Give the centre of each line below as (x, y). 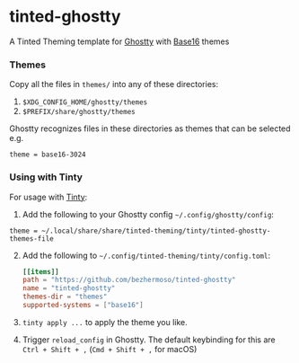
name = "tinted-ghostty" (69, 288)
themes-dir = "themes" (65, 297)
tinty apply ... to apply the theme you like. (105, 322)
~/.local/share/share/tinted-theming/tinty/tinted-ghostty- (156, 231)
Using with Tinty (46, 177)
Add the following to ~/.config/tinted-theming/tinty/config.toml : (146, 255)
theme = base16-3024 (48, 155)
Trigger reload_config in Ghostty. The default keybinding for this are (149, 340)
